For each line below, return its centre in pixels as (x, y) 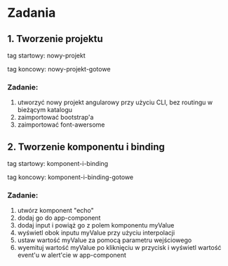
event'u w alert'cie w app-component (72, 255)
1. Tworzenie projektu (55, 39)
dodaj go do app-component (59, 218)
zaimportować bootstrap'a (55, 118)
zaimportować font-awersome (61, 125)
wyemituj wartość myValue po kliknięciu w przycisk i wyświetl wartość (119, 248)
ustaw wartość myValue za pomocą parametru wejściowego (105, 240)
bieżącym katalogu (45, 110)
